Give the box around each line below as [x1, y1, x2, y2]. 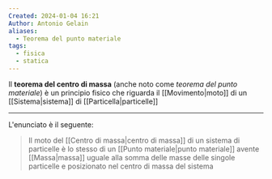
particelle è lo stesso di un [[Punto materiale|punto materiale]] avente [28, 143, 260, 154]
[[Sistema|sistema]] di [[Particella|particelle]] [8, 96, 159, 106]
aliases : [8, 27, 38, 35]
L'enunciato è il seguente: [8, 119, 94, 130]
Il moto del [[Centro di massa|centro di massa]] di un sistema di [28, 135, 240, 145]
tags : [8, 42, 27, 50]
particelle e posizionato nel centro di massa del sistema [28, 161, 214, 171]
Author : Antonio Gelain [8, 19, 89, 28]
